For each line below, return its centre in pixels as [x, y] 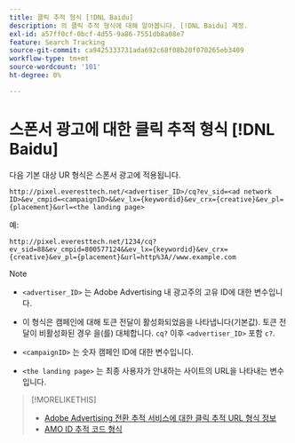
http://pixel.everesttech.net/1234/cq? [83, 241]
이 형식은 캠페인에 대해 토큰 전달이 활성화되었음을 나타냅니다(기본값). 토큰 [149, 321]
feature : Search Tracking [57, 42]
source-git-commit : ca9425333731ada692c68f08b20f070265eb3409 [127, 51]
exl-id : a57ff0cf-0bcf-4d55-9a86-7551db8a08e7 [97, 34]
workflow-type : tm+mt [49, 59]
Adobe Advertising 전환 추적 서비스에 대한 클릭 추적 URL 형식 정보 [160, 417]
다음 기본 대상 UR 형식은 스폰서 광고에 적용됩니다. [95, 175]
